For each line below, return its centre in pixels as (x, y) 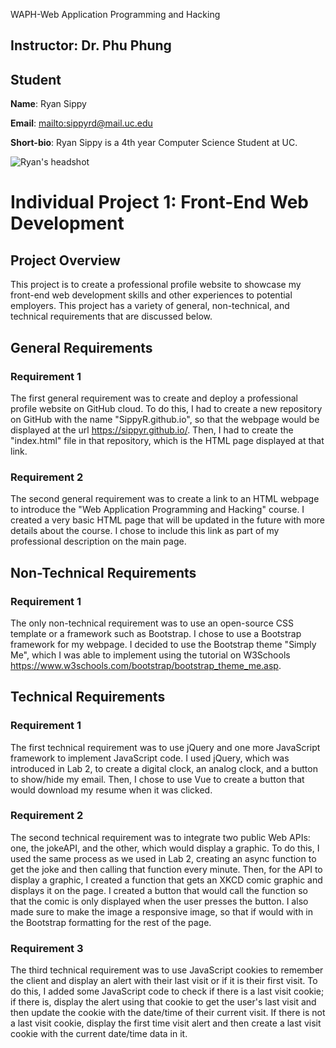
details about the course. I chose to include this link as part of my (145, 531)
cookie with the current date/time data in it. (99, 1034)
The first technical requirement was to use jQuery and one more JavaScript (165, 747)
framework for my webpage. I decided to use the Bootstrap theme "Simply (163, 644)
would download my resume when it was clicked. (111, 790)
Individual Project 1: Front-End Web (159, 202)
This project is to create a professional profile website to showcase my (156, 285)
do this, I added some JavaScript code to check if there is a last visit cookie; (167, 991)
